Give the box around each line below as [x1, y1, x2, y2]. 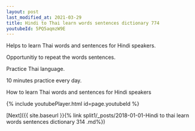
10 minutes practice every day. [6, 77, 82, 84]
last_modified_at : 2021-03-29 [6, 14, 82, 20]
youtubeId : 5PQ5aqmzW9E [6, 25, 66, 32]
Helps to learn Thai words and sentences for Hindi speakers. [6, 42, 156, 49]
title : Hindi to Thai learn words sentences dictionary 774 [6, 20, 160, 26]
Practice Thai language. [6, 65, 65, 73]
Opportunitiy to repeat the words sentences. [6, 53, 116, 61]
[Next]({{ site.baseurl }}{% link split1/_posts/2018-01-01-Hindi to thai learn [6, 112, 190, 119]
